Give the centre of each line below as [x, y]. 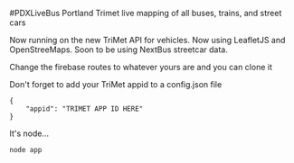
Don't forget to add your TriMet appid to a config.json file [116, 84]
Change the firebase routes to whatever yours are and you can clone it [141, 67]
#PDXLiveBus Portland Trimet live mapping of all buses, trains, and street [146, 13]
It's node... [29, 133]
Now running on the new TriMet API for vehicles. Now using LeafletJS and [147, 40]
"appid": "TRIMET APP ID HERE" [85, 109]
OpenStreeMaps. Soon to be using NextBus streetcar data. [119, 50]
